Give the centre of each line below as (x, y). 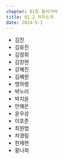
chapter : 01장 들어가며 (32, 11)
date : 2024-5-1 (24, 22)
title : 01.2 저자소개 (30, 17)
